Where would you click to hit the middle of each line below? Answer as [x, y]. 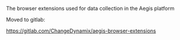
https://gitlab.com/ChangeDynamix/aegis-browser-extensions [81, 31]
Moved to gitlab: [26, 19]
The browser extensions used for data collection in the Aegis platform [90, 8]
